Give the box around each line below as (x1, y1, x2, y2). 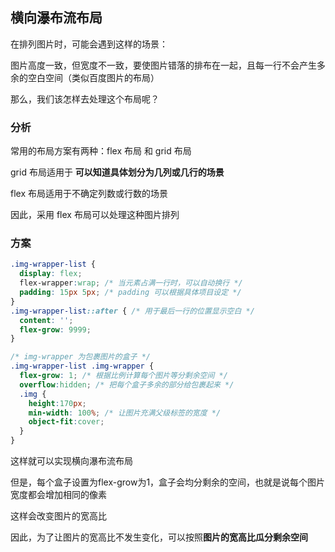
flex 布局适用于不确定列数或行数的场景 (10, 188, 168, 200)
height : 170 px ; (28, 398, 87, 408)
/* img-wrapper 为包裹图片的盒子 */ (10, 352, 151, 362)
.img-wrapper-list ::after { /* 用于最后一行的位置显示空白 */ (10, 306, 255, 316)
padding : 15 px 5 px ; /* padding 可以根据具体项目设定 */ (19, 288, 242, 298)
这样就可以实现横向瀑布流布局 (10, 455, 133, 467)
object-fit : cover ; (28, 417, 105, 427)
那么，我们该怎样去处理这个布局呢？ (10, 93, 160, 105)
